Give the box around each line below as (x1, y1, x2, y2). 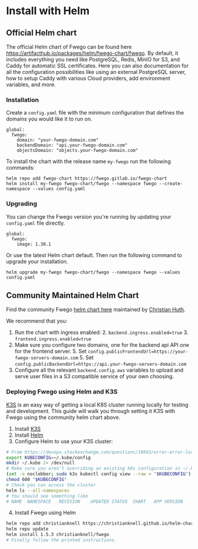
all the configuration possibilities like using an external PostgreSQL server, (6, 69, 186, 75)
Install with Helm (6, 4, 90, 18)
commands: (6, 164, 35, 171)
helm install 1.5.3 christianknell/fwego (6, 532, 110, 538)
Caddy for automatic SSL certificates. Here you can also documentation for (6, 62, 189, 69)
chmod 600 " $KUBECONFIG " (6, 477, 67, 483)
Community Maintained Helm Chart (6, 290, 139, 300)
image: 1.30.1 (16, 241, 51, 247)
